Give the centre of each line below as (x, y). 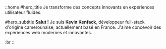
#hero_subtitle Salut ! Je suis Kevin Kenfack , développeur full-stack (75, 22)
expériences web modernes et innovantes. (49, 32)
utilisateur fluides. (23, 12)
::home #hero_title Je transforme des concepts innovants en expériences (80, 7)
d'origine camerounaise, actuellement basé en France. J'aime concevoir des (83, 27)
